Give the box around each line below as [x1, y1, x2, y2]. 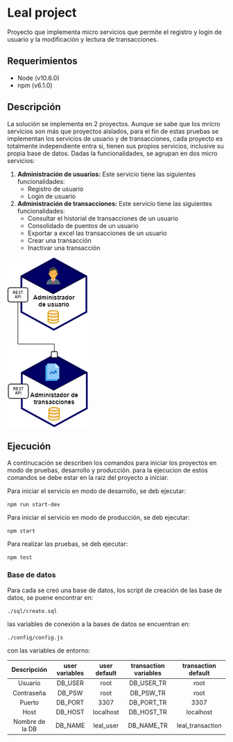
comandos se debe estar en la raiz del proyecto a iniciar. [7, 474, 169, 482]
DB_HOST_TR [128, 708, 168, 716]
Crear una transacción [27, 236, 92, 244]
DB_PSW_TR [130, 689, 166, 697]
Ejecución [7, 440, 51, 452]
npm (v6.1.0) [17, 81, 53, 89]
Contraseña [12, 689, 46, 697]
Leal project [7, 5, 77, 21]
